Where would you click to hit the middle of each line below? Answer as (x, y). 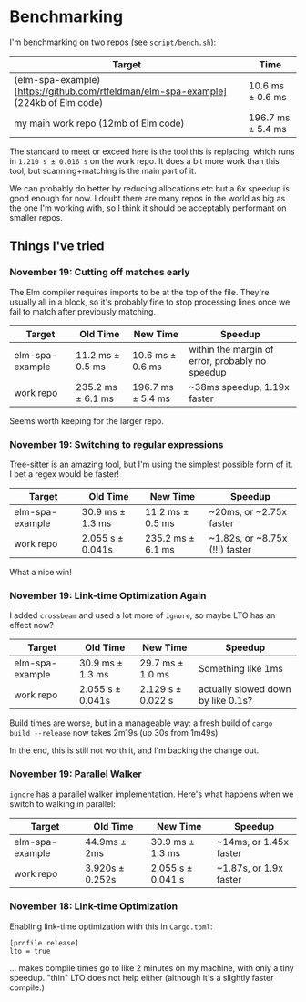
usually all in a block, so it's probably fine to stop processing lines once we (150, 302)
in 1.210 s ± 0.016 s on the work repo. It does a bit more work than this (144, 160)
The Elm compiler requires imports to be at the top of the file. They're (139, 292)
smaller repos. (36, 217)
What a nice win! (41, 572)
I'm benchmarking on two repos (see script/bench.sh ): (113, 42)
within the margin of (231, 349)
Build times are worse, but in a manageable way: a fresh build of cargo (141, 723)
